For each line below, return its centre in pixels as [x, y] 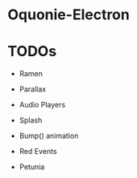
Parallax [33, 89]
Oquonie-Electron [68, 15]
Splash [31, 120]
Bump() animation [49, 136]
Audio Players [42, 105]
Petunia [32, 167]
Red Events [38, 152]
